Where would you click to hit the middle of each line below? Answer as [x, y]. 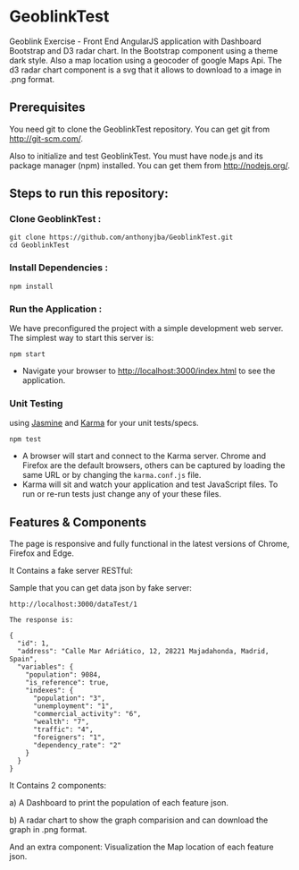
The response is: [42, 620]
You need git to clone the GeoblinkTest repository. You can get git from [140, 129]
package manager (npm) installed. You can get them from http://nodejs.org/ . [149, 165]
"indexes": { [50, 691]
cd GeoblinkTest [39, 245]
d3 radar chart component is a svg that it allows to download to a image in [145, 70]
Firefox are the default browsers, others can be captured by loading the [154, 465]
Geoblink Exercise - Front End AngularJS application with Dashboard [135, 41]
